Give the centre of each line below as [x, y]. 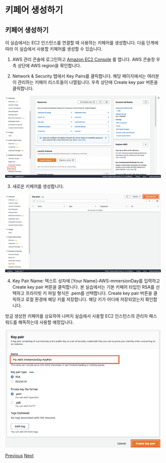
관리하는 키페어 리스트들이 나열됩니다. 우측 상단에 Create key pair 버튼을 [88, 82]
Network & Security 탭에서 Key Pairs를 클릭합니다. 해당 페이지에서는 [79, 76]
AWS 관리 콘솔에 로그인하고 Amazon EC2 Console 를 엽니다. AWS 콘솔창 [83, 59]
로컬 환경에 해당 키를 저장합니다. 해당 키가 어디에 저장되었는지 [85, 299]
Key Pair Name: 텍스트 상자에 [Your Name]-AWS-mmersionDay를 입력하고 [86, 281]
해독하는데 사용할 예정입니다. [46, 322]
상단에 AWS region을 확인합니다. [49, 65]
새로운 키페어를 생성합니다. [38, 186]
